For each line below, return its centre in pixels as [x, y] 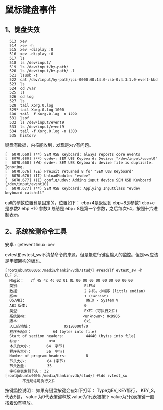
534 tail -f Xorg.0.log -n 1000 [43, 131]
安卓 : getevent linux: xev [30, 244]
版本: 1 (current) [59, 296]
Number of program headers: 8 [49, 356]
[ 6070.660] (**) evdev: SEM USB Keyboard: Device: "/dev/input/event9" [81, 159]
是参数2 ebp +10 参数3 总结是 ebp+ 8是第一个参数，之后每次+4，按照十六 [79, 209]
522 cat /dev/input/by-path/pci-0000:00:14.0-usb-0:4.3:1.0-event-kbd [84, 80]
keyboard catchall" [25, 193]
